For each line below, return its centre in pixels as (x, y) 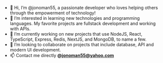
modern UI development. (35, 50)
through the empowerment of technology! (53, 13)
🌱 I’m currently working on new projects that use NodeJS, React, (76, 34)
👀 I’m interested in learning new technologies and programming (75, 18)
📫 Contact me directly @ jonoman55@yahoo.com (62, 55)
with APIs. (20, 29)
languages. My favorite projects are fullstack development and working (83, 23)
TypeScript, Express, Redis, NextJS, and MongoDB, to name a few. (78, 39)
